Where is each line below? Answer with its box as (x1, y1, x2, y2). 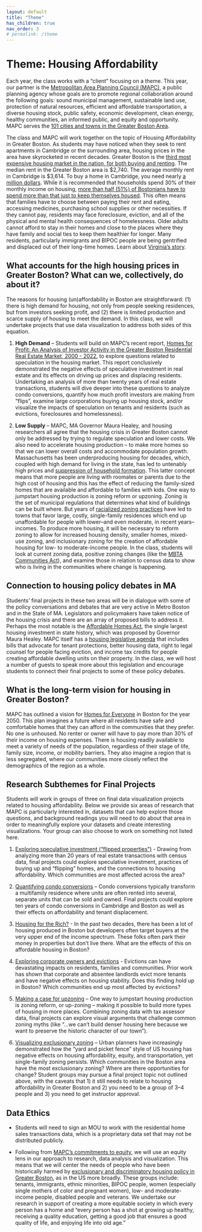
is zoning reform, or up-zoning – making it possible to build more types (14, 1002, 191, 1009)
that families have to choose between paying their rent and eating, (6, 198, 171, 206)
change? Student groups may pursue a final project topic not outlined (14, 1071, 188, 1078)
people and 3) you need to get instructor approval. (14, 1091, 140, 1098)
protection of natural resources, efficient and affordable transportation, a (6, 103, 187, 111)
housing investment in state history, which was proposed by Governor (6, 629, 180, 636)
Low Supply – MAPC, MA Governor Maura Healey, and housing (14, 421, 172, 429)
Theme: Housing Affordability (6, 57, 159, 71)
